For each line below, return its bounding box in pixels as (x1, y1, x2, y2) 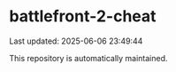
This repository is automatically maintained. (9, 52, 168, 63)
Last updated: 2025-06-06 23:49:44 (9, 36, 143, 46)
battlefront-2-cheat (9, 6, 157, 27)
